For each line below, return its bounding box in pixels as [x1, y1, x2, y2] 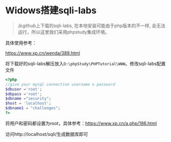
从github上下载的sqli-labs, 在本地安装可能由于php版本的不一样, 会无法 [17, 22, 166, 29]
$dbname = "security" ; [5, 96, 52, 101]
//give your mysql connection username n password [5, 82, 115, 87]
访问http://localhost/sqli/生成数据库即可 [5, 131, 88, 137]
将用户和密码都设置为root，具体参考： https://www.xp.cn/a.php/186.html [5, 120, 157, 126]
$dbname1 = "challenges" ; [5, 106, 60, 111]
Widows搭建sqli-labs [5, 5, 97, 16]
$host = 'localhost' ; [5, 101, 52, 106]
